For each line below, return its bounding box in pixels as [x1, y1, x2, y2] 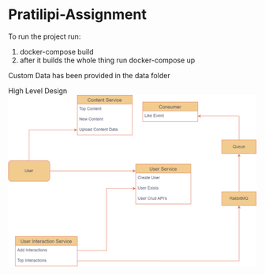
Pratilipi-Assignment [8, 6, 147, 24]
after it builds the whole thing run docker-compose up [19, 55, 196, 65]
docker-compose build [19, 47, 94, 56]
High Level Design [8, 85, 68, 96]
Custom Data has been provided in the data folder [8, 70, 171, 80]
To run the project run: [8, 32, 81, 41]
